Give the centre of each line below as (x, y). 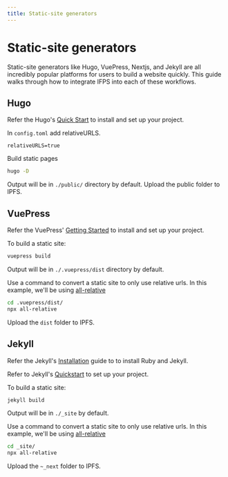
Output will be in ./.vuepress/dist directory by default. (86, 269)
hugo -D (18, 171)
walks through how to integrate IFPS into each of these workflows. (102, 81)
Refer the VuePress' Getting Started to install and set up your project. (106, 230)
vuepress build (29, 256)
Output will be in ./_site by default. (58, 413)
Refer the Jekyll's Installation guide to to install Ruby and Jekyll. (98, 360)
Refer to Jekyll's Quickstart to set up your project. (78, 374)
